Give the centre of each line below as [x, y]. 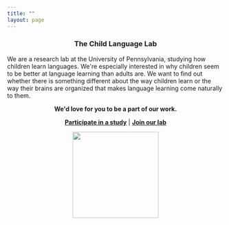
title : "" [21, 13]
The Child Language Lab [116, 44]
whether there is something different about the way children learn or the [109, 81]
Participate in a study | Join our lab [116, 122]
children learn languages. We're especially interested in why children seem [113, 66]
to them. [19, 95]
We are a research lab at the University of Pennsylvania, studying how [107, 58]
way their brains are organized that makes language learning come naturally [115, 88]
